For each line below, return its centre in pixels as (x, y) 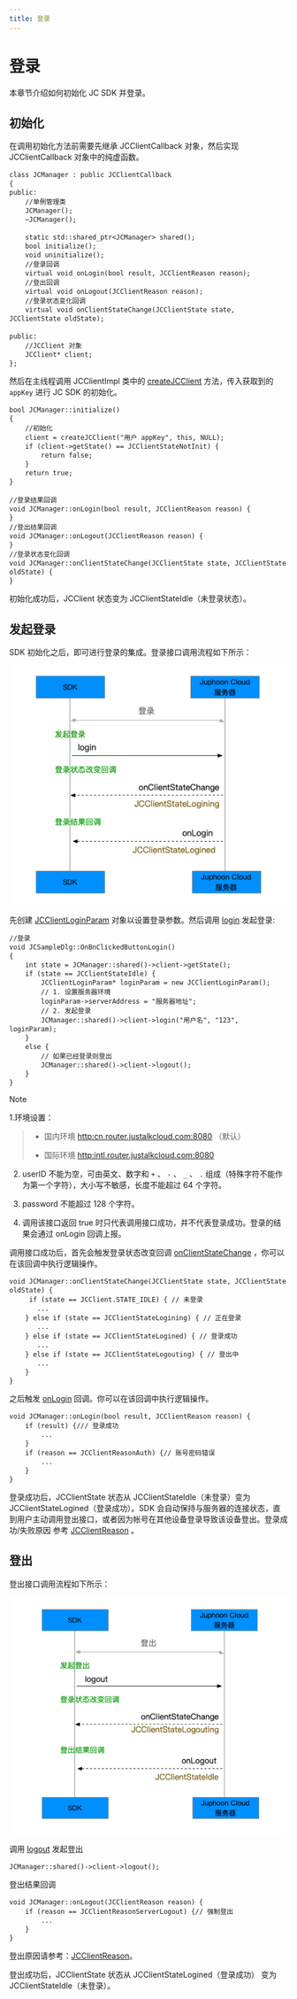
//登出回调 (42, 283)
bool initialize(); (61, 247)
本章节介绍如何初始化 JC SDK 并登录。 (80, 92)
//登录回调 (42, 265)
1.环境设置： (31, 1117)
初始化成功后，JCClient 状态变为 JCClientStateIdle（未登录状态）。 (130, 598)
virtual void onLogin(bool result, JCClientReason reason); (138, 274)
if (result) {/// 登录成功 (72, 1425)
